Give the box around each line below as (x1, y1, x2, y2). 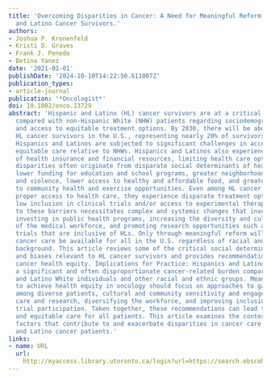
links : (8, 334, 31, 343)
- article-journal (8, 86, 70, 95)
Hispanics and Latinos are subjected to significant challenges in (15, 139, 248, 148)
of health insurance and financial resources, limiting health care (15, 154, 251, 162)
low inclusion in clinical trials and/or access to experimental (15, 199, 240, 208)
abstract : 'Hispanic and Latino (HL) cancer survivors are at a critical (8, 110, 262, 118)
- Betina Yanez (8, 57, 60, 65)
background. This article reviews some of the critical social (15, 245, 232, 253)
